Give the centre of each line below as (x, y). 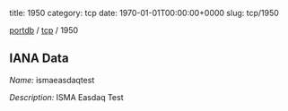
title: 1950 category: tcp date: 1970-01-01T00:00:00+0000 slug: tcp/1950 (144, 13)
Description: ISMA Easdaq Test (66, 97)
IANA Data (39, 59)
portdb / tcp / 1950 (44, 30)
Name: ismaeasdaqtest (52, 80)
